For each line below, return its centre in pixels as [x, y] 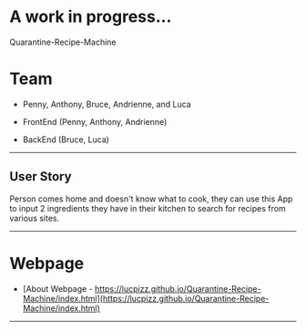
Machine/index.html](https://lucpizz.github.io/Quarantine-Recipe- [146, 298]
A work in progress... [91, 17]
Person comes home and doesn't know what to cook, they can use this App [151, 199]
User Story [41, 176]
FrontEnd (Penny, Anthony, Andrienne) [95, 121]
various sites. [35, 218]
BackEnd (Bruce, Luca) [66, 140]
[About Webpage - [57, 288]
